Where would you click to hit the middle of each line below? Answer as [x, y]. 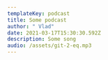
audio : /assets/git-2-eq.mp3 [49, 46]
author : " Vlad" [31, 26]
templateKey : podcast [39, 13]
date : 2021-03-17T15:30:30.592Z [54, 33]
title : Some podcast [37, 20]
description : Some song [42, 39]
